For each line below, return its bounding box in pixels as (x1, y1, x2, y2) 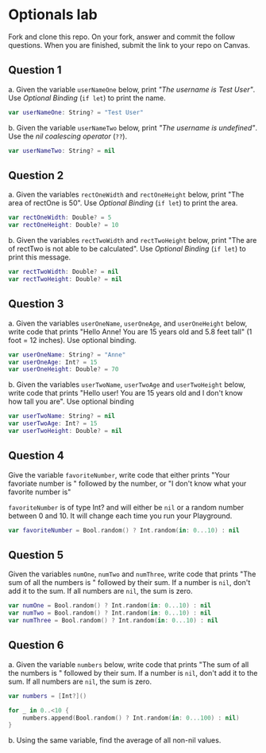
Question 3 (8, 297, 64, 311)
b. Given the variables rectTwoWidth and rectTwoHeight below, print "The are (8, 236, 257, 245)
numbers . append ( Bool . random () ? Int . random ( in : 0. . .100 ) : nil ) (22, 714, 240, 722)
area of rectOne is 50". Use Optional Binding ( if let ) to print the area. (8, 198, 238, 208)
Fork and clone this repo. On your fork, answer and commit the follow (8, 32, 236, 41)
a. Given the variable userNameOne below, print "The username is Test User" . (8, 84, 256, 94)
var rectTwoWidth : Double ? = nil (8, 268, 119, 276)
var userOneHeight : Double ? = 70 (8, 365, 119, 373)
